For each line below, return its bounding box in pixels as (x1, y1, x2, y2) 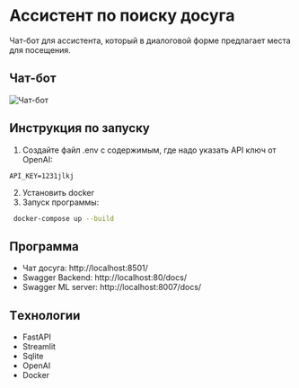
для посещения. (9, 44, 72, 55)
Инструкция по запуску (9, 120, 150, 136)
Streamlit (22, 341, 57, 352)
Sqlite (22, 351, 44, 362)
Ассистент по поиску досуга (9, 5, 235, 26)
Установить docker (22, 187, 94, 198)
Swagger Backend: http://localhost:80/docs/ (22, 272, 187, 283)
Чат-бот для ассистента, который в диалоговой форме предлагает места (9, 35, 291, 46)
